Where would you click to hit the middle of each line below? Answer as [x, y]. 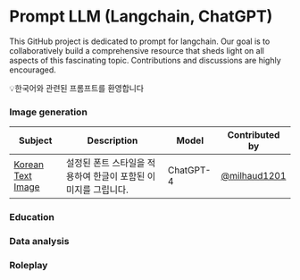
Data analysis [39, 242]
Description [112, 140]
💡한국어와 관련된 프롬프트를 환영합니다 [77, 88]
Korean [29, 165]
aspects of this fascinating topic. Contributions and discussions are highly [145, 60]
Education [32, 217]
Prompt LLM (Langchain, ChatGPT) [141, 17]
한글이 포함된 [119, 176]
